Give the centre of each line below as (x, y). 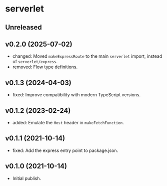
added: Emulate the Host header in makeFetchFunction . (68, 123)
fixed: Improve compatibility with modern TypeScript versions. (76, 95)
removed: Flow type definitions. (45, 67)
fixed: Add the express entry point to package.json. (65, 150)
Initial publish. (27, 178)
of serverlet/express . (35, 62)
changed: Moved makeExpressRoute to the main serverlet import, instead (87, 56)
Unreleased (24, 27)
